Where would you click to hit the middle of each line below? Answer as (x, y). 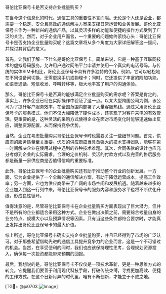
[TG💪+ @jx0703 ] (32, 286)
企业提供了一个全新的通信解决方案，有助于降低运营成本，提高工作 (89, 177)
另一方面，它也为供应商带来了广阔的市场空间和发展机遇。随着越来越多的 (87, 183)
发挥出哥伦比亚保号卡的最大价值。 (44, 225)
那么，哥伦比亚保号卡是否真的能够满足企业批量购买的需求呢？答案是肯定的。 (83, 94)
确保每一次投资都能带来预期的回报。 (50, 254)
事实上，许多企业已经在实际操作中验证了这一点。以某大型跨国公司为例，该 (81, 101)
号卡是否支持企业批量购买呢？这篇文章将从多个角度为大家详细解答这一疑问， (83, 42)
